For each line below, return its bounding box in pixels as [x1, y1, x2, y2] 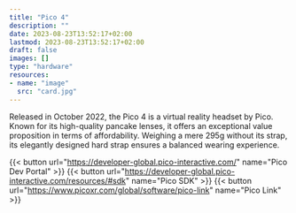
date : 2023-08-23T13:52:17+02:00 [9, 29, 133, 38]
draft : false [9, 46, 58, 55]
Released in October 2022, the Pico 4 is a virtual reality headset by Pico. [9, 111, 274, 122]
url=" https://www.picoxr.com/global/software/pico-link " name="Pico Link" [9, 185, 282, 195]
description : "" [9, 21, 69, 30]
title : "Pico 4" [9, 12, 69, 22]
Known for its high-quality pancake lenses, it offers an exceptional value [9, 120, 273, 131]
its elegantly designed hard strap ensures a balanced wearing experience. [9, 139, 280, 150]
